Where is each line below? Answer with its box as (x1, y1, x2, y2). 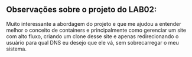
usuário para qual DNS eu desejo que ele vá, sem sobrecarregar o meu (6, 39, 179, 46)
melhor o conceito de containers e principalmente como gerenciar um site (6, 26, 187, 33)
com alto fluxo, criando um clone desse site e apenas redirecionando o (6, 32, 179, 40)
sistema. (6, 45, 27, 52)
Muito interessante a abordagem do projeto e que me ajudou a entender (6, 20, 181, 27)
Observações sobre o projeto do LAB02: (6, 5, 157, 15)
